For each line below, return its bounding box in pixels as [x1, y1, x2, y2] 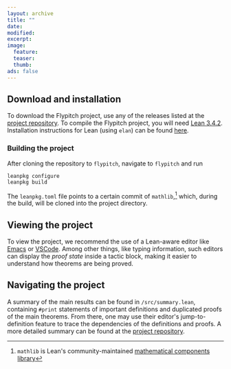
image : [7, 42, 26, 49]
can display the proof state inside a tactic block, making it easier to [7, 252, 197, 261]
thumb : [13, 61, 32, 68]
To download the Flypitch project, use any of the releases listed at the [7, 112, 205, 120]
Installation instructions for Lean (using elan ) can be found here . [7, 126, 189, 134]
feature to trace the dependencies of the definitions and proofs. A [35, 319, 221, 328]
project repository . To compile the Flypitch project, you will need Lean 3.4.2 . [7, 119, 223, 128]
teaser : [13, 55, 36, 62]
